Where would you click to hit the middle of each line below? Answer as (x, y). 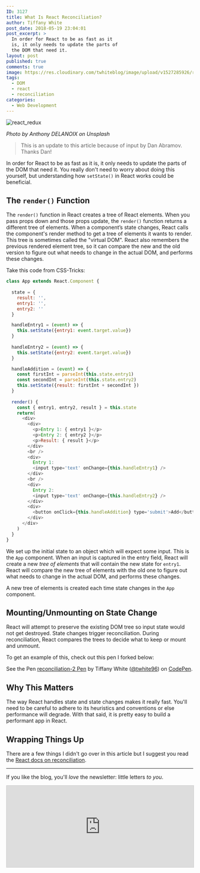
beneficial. (19, 182)
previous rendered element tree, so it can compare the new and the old (93, 246)
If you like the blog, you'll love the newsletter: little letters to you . (85, 777)
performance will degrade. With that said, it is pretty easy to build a (88, 715)
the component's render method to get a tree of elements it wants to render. (99, 234)
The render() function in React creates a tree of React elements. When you (98, 215)
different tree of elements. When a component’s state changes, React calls (97, 227)
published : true (26, 61)
